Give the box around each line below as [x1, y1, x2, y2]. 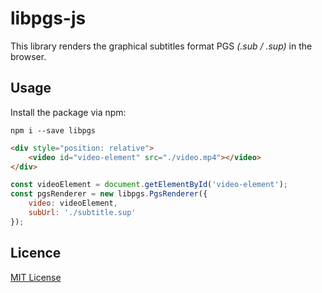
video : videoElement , [28, 198, 118, 209]
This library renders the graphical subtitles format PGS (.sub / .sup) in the [10, 40, 313, 52]
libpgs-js [10, 7, 87, 30]
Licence [10, 245, 62, 262]
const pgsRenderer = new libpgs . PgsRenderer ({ [10, 189, 208, 199]
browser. [10, 50, 47, 62]
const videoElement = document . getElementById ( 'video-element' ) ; [10, 180, 288, 190]
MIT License [10, 271, 62, 283]
